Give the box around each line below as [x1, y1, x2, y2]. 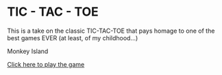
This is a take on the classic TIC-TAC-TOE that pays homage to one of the [7, 27, 215, 35]
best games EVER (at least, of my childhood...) [7, 33, 138, 42]
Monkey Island [7, 47, 49, 55]
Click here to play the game [7, 60, 85, 68]
